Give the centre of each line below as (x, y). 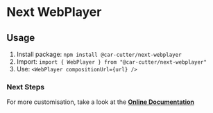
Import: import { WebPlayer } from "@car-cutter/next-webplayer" (112, 62)
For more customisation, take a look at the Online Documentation (101, 102)
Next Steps (26, 87)
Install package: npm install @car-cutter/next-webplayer (99, 54)
